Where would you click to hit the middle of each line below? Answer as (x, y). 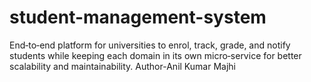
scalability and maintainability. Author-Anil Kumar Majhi (122, 66)
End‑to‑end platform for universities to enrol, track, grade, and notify (150, 45)
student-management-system (138, 17)
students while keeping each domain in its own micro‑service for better (155, 55)
